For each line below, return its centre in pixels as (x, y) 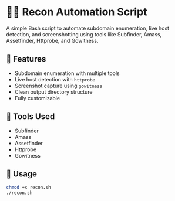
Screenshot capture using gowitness (58, 86)
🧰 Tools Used (31, 117)
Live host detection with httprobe (55, 79)
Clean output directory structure (53, 92)
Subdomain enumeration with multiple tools (67, 73)
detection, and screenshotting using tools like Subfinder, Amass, (84, 34)
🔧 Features (26, 59)
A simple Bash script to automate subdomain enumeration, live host (87, 28)
